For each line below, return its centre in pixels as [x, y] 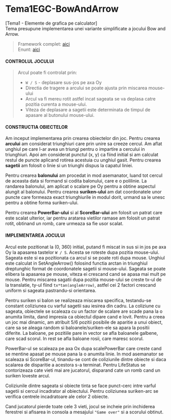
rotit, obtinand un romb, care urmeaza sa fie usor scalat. [64, 224]
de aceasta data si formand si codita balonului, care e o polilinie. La [76, 181]
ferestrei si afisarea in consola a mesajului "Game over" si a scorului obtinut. [84, 412]
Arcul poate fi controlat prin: [47, 73]
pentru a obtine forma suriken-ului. [42, 203]
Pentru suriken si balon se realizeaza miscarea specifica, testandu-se [78, 300]
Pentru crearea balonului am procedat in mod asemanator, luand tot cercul [84, 175]
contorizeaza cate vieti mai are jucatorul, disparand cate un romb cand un [83, 370]
